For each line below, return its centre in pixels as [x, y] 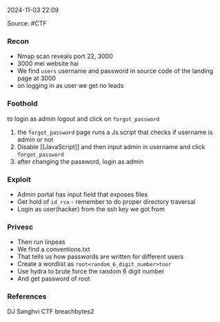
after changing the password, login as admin [80, 161]
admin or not [35, 139]
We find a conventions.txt [53, 249]
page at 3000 [37, 78]
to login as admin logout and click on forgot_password [83, 119]
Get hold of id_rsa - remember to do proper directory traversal [106, 201]
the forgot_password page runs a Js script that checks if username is [115, 132]
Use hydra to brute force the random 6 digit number [91, 272]
